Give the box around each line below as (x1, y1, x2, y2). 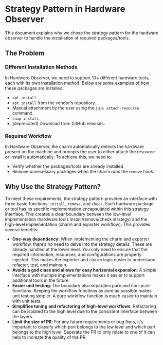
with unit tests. (12, 298, 42, 304)
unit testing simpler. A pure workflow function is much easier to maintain (12, 293, 157, 299)
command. (12, 110, 34, 116)
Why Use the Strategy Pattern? (5, 182, 101, 191)
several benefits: (5, 226, 39, 232)
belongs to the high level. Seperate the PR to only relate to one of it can (12, 329, 155, 335)
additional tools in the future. (12, 277, 70, 283)
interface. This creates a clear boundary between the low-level (5, 211, 131, 217)
